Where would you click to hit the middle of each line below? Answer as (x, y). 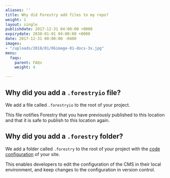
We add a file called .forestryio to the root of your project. (68, 105)
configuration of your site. (33, 154)
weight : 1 (16, 19)
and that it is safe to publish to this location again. (58, 120)
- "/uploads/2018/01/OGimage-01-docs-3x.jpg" (55, 48)
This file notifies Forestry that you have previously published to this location (85, 115)
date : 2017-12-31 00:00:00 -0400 (41, 39)
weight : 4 (25, 67)
